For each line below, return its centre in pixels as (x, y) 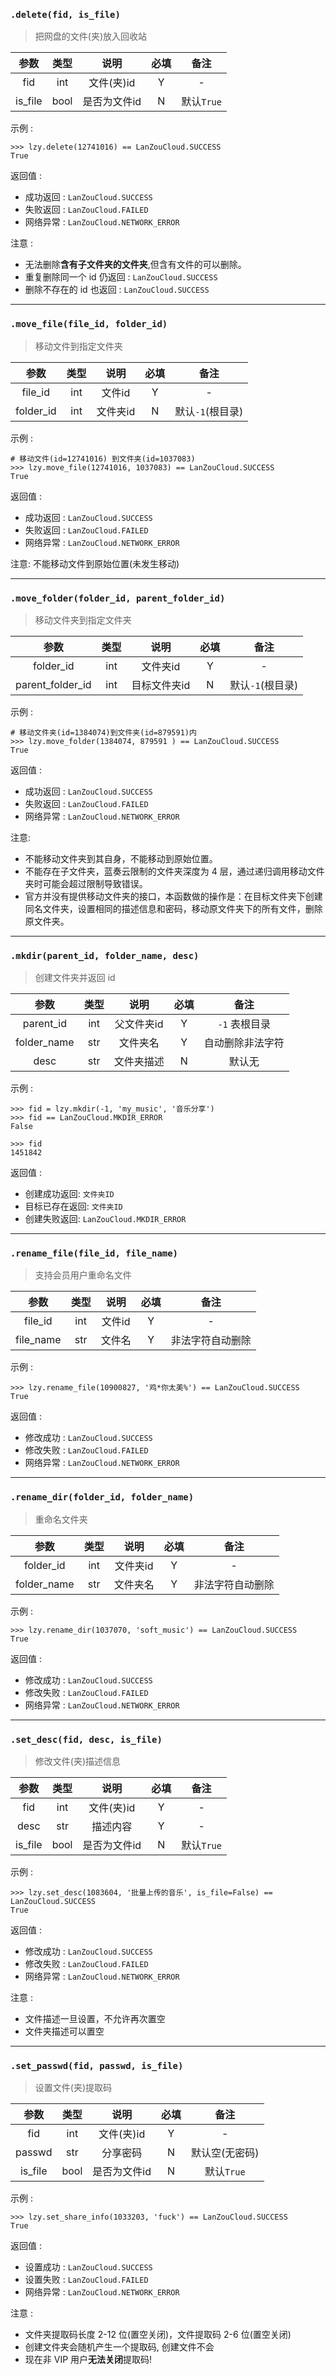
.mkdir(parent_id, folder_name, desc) (105, 955)
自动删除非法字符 (244, 1043)
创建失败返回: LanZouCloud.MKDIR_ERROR (105, 1219)
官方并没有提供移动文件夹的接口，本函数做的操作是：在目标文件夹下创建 (173, 896)
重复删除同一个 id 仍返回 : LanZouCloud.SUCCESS (121, 277)
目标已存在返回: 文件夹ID (73, 1206)
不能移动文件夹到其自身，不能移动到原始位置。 (121, 858)
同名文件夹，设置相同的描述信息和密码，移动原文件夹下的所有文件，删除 (173, 908)
